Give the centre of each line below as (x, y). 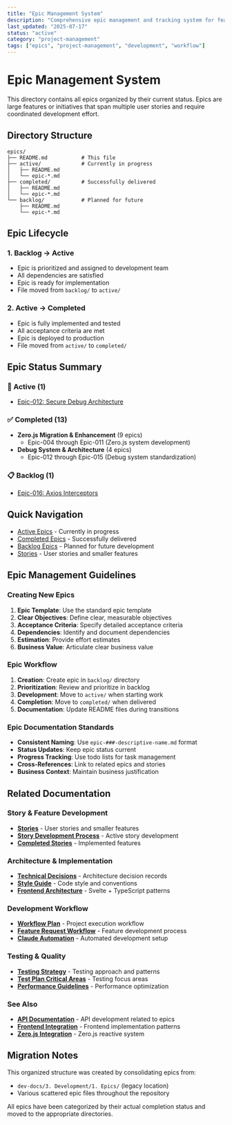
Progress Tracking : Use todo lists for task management (96, 757)
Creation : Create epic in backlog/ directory (78, 680)
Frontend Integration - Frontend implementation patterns (99, 1026)
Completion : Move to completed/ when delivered (87, 702)
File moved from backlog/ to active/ (69, 290)
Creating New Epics (41, 595)
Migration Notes (42, 1055)
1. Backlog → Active (41, 253)
